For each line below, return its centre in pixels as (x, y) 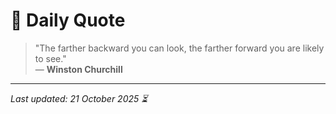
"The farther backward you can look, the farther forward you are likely (179, 48)
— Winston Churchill (78, 69)
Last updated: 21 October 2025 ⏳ (79, 98)
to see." (50, 58)
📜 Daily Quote (68, 20)
